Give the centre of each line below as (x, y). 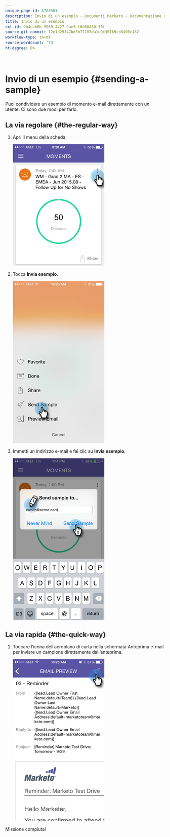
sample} (23, 90)
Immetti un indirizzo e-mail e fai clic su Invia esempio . (69, 451)
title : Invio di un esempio (35, 21)
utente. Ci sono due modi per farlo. (42, 109)
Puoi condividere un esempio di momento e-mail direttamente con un (77, 104)
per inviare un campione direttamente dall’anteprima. (68, 652)
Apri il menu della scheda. (40, 137)
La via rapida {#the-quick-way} (56, 634)
